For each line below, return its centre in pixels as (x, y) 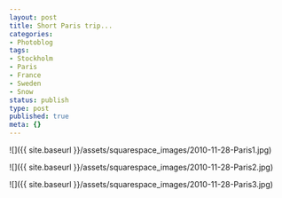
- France (25, 75)
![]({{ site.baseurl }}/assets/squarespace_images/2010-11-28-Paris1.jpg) (141, 150)
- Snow (21, 91)
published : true (39, 116)
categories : (31, 34)
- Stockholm (31, 59)
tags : (19, 51)
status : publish (39, 100)
